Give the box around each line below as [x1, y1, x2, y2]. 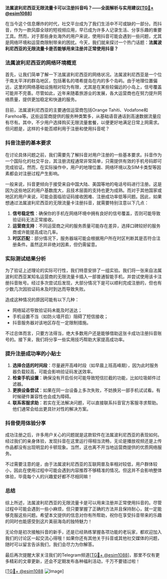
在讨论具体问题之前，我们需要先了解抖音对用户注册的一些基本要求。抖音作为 [5, 151, 162, 157]
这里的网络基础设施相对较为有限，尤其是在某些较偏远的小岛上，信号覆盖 [13, 84, 162, 90]
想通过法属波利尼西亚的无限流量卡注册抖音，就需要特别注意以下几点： [5, 199, 149, 206]
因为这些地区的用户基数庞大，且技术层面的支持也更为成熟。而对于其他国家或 [5, 187, 162, 193]
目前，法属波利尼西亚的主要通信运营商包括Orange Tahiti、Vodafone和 [5, 107, 148, 113]
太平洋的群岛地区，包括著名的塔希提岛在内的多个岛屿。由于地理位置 [13, 78, 153, 84]
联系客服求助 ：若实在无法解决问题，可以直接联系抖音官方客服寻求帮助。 [12, 400, 161, 406]
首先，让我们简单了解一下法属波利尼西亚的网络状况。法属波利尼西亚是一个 [5, 72, 158, 78]
